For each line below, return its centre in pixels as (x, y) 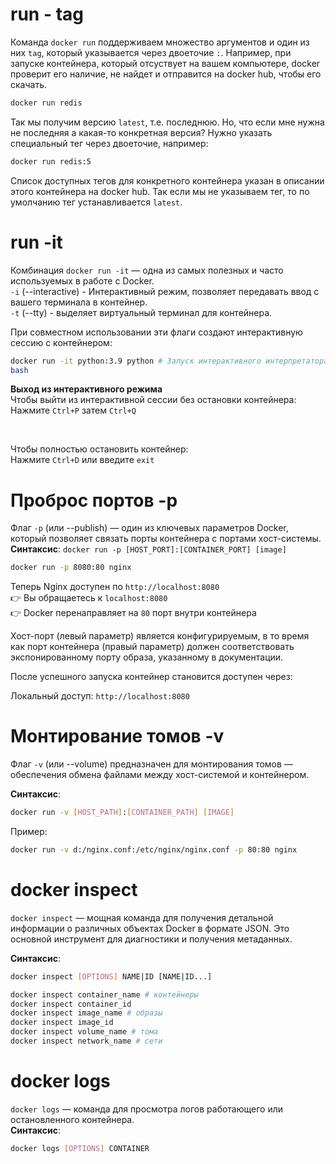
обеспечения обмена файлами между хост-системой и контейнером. (160, 775)
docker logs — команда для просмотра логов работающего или (147, 1109)
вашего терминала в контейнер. (79, 302)
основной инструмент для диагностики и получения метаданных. (151, 939)
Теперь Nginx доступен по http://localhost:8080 (115, 587)
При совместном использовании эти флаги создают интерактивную (156, 332)
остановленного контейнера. (72, 1119)
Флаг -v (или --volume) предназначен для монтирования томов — (151, 764)
